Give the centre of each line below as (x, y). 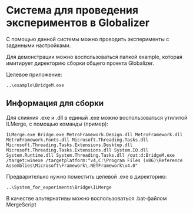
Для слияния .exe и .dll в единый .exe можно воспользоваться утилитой (97, 117)
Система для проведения (72, 10)
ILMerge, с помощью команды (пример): (57, 124)
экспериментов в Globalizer (78, 23)
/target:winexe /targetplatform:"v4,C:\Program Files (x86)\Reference (94, 160)
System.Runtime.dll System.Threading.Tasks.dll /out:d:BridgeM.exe (91, 155)
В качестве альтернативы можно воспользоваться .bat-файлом (86, 198)
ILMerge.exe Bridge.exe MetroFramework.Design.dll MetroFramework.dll (94, 134)
